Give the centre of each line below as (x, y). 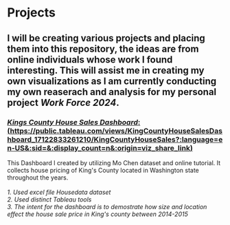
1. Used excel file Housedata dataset (59, 192)
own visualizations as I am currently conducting (112, 81)
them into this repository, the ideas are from (103, 49)
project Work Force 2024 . (63, 102)
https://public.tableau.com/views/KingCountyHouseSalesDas (116, 131)
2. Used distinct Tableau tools (49, 199)
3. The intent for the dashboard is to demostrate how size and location (107, 206)
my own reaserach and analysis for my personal (112, 92)
